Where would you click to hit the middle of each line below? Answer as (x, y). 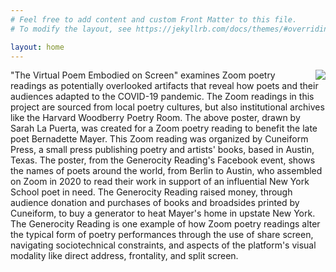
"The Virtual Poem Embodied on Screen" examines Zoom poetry (143, 75)
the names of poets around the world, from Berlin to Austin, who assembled (166, 171)
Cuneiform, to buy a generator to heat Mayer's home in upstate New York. (163, 213)
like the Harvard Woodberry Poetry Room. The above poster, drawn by (155, 118)
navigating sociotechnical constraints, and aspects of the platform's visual (163, 245)
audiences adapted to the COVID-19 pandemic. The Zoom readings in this (162, 97)
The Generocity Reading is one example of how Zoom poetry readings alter (165, 224)
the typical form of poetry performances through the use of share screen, (162, 235)
